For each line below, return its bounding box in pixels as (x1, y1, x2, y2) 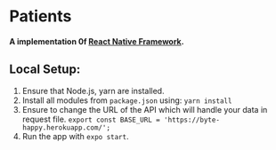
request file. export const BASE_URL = (21, 114, 160, 124)
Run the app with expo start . (21, 130, 129, 141)
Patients (9, 6, 72, 27)
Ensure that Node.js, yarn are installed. (21, 85, 165, 96)
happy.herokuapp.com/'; (21, 122, 111, 132)
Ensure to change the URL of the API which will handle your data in (21, 104, 268, 114)
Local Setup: (9, 62, 81, 77)
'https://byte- (163, 115, 221, 124)
